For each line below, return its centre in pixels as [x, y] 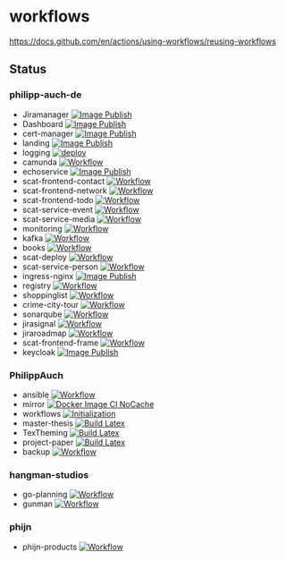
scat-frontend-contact [63, 181]
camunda [40, 162]
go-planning [45, 495]
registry [37, 285]
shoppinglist [45, 295]
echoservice [45, 171]
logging [36, 152]
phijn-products [50, 547]
